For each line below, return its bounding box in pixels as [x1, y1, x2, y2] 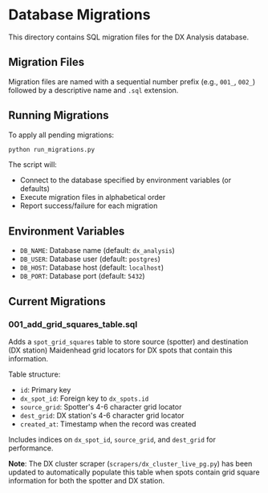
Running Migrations [8, 108, 110, 122]
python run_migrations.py [8, 145, 95, 153]
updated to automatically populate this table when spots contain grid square [8, 467, 260, 477]
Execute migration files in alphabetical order [19, 193, 166, 202]
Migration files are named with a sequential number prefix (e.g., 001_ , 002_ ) [8, 76, 256, 86]
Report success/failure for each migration [19, 201, 158, 210]
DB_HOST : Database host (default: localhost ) [19, 263, 164, 272]
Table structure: [8, 369, 61, 379]
